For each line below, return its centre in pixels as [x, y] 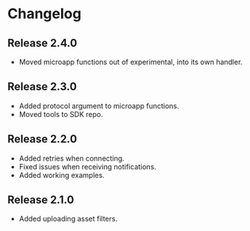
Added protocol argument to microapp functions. [99, 106]
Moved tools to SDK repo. [61, 114]
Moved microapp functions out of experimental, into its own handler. [131, 62]
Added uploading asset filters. [68, 219]
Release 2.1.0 [41, 200]
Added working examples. [62, 175]
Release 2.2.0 [42, 139]
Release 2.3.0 [42, 87]
